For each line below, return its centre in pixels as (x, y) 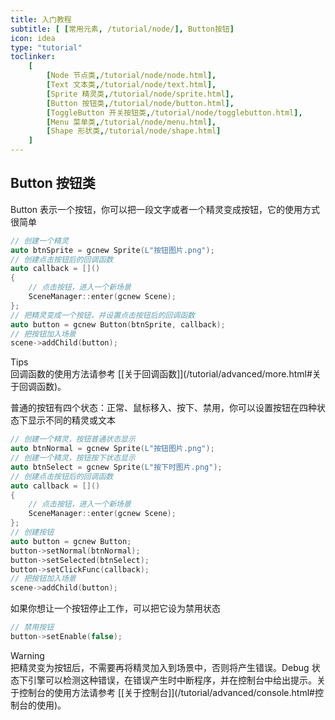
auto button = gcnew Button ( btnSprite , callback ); (118, 324)
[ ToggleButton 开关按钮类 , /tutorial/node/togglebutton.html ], (174, 112)
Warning (27, 655)
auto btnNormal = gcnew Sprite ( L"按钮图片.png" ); (112, 449)
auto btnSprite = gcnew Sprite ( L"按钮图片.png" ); (112, 250)
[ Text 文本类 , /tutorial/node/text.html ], (131, 85)
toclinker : (33, 57)
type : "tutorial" (46, 47)
